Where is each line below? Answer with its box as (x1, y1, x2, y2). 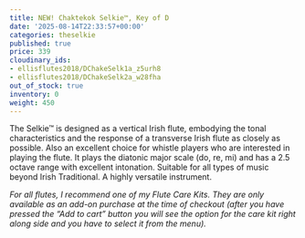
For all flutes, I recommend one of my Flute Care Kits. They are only (9, 189, 265, 201)
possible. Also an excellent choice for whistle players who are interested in (9, 142, 290, 153)
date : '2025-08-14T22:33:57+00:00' (9, 22, 145, 31)
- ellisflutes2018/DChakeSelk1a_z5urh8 (9, 65, 162, 74)
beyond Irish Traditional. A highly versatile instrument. (9, 171, 213, 182)
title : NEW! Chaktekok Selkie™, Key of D (9, 13, 170, 23)
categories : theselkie (9, 30, 96, 39)
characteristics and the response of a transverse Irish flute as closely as (9, 133, 281, 144)
